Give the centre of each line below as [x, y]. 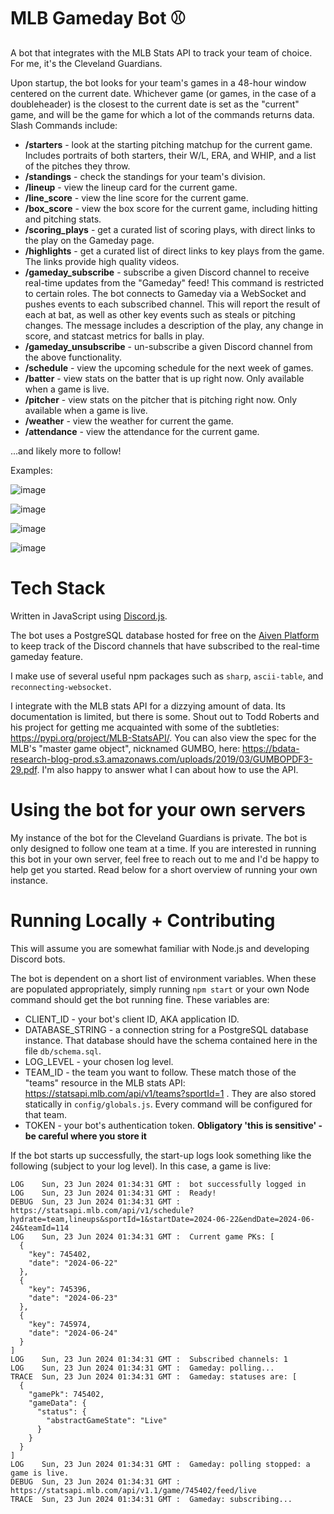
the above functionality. [73, 357]
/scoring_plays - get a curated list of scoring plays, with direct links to [170, 229]
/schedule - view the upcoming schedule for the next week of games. [169, 367]
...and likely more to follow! [66, 451]
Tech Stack [58, 588]
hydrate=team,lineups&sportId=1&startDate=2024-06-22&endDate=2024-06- [162, 1219]
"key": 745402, [60, 1254]
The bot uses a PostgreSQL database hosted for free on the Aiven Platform [165, 635]
